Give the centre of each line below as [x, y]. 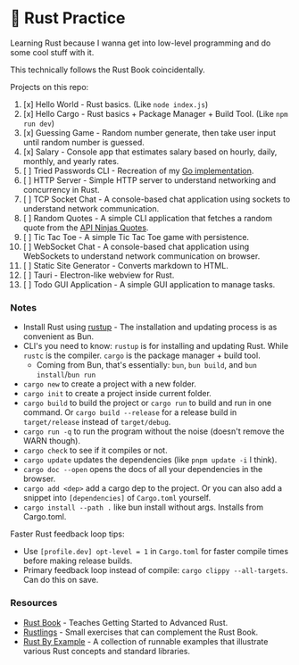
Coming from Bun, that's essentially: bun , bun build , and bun [146, 365]
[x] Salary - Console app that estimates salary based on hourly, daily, [150, 152]
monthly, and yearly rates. [71, 161]
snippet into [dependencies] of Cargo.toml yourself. [117, 498]
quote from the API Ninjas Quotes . [86, 228]
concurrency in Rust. [62, 189]
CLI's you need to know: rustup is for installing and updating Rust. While [156, 346]
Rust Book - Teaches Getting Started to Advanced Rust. [125, 622]
